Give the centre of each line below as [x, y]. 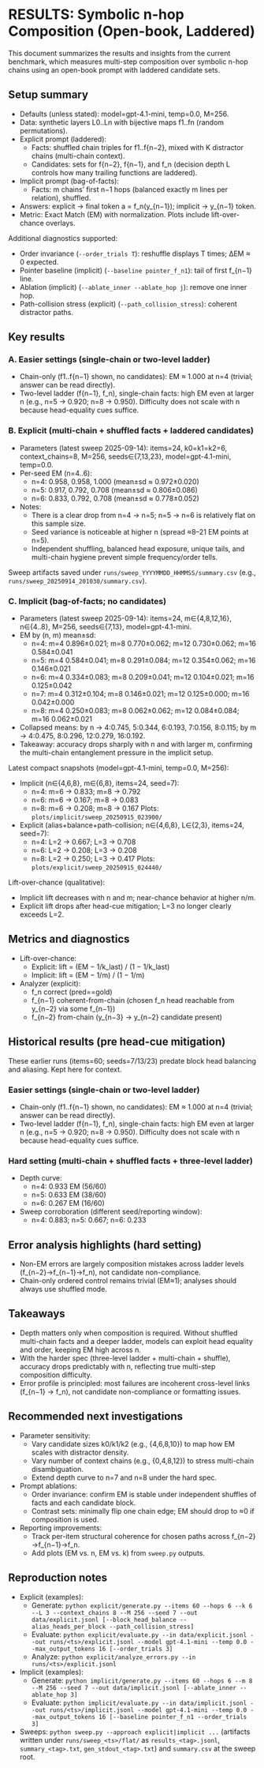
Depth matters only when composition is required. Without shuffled [128, 1333]
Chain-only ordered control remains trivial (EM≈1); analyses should [128, 1281]
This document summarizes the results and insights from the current [119, 53]
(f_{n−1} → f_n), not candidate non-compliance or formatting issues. [130, 1391]
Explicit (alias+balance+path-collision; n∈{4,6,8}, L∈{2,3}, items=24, [132, 825]
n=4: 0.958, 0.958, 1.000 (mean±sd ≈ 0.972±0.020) [115, 481]
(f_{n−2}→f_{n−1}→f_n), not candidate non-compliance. [110, 1272]
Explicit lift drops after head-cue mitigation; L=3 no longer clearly [125, 907]
